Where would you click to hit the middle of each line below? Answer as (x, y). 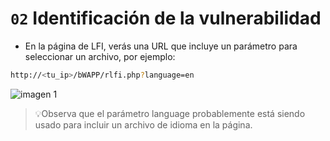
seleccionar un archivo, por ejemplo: (100, 56)
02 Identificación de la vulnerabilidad (166, 18)
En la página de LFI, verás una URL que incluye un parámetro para (161, 46)
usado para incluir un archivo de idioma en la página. (143, 124)
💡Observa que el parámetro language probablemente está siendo (170, 113)
